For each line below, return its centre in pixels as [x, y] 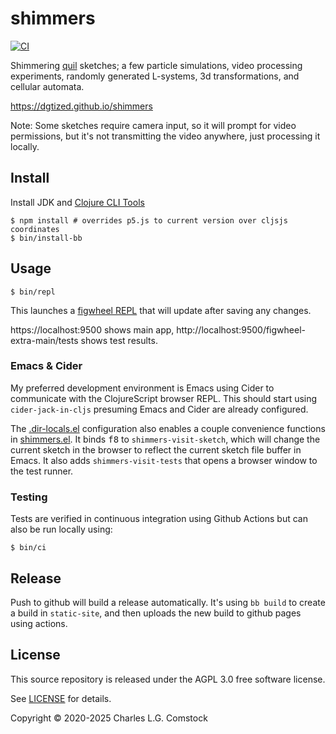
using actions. [39, 623]
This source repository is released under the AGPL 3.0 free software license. [168, 679]
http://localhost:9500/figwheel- [241, 329]
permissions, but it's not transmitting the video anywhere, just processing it [165, 136]
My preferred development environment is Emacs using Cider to [142, 388]
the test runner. [42, 471]
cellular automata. [47, 86]
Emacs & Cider [46, 366]
